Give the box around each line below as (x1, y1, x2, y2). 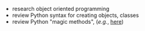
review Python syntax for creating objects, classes (12, 12, 139, 19)
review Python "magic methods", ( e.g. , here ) (12, 18, 124, 25)
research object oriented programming (12, 5, 110, 12)
